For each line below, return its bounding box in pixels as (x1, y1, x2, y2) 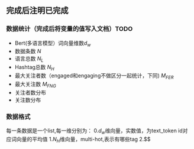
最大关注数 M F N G (14, 80, 56, 89)
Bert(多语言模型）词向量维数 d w (14, 39, 91, 48)
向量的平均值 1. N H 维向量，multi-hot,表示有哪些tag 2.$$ (16, 135, 151, 144)
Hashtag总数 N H (14, 64, 54, 72)
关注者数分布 (14, 89, 46, 96)
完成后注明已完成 (6, 5, 69, 16)
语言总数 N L (14, 55, 44, 64)
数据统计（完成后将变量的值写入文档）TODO (6, 25, 133, 33)
